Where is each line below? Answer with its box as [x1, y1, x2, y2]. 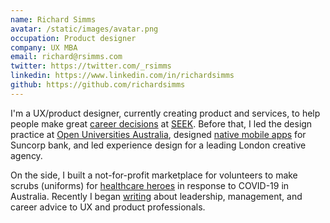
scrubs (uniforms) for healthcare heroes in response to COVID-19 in [10, 179, 290, 191]
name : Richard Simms [10, 14, 97, 25]
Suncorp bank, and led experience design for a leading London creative [10, 139, 307, 151]
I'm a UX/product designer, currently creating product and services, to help [10, 107, 321, 119]
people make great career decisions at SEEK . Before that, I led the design [10, 117, 313, 130]
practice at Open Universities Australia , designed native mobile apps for [10, 128, 307, 140]
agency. [10, 149, 43, 161]
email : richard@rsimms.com [10, 52, 123, 62]
